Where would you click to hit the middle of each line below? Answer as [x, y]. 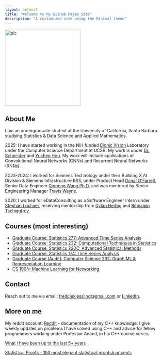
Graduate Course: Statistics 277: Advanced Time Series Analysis [77, 238]
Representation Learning [37, 264]
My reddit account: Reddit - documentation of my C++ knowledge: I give [78, 323]
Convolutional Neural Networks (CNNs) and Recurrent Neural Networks [76, 161]
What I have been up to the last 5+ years [46, 343]
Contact [17, 284]
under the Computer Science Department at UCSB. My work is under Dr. [77, 150]
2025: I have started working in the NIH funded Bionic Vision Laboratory [77, 145]
